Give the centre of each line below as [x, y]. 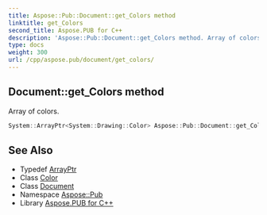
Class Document [47, 186]
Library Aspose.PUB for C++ [66, 203]
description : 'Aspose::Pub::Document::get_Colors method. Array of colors [135, 38]
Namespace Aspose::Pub [61, 194]
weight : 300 [28, 52]
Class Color [39, 178]
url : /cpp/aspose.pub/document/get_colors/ [81, 60]
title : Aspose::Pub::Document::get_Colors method [92, 15]
